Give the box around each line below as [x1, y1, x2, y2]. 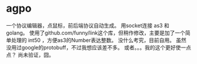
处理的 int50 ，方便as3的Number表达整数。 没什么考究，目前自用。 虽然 [11, 36, 187, 43]
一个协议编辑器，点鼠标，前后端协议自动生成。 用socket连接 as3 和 [6, 22, 169, 29]
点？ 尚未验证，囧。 [6, 51, 54, 58]
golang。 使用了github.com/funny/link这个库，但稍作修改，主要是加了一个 [6, 29, 186, 36]
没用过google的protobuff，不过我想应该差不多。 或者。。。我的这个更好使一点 [6, 43, 191, 51]
